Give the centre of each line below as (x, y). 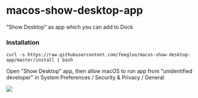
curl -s (16, 55)
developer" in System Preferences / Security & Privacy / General (85, 78)
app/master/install (30, 60)
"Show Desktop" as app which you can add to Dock (70, 27)
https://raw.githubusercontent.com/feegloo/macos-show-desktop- (109, 55)
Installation (23, 42)
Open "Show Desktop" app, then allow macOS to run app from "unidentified (99, 71)
